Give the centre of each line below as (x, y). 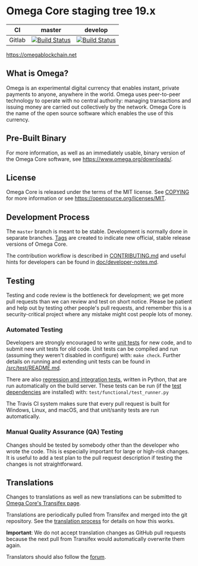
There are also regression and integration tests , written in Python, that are (97, 379)
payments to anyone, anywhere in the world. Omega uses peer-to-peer (93, 94)
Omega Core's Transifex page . (44, 503)
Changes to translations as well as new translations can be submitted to (94, 497)
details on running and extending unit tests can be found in (78, 361)
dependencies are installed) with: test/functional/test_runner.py (88, 392)
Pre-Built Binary (36, 138)
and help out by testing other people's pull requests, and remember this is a (99, 308)
